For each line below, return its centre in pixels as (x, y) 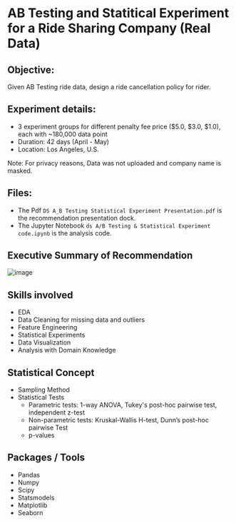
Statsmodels (36, 497)
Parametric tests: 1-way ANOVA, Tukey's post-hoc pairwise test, (123, 405)
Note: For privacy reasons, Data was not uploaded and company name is (114, 163)
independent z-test (57, 412)
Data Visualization (44, 342)
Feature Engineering (47, 327)
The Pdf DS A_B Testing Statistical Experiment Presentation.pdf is (120, 210)
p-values (41, 435)
